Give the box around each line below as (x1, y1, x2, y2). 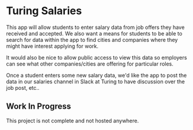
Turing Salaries (6, 4, 82, 18)
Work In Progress (6, 102, 71, 112)
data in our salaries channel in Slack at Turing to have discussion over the (6, 78, 185, 85)
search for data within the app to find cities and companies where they (6, 36, 178, 43)
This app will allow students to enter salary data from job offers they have (6, 24, 185, 31)
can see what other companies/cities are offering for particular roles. (6, 60, 174, 67)
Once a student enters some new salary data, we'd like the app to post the (6, 71, 187, 79)
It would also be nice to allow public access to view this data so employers (6, 54, 187, 61)
